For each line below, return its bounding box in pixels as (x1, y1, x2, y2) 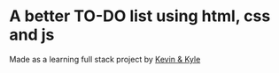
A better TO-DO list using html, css (9, 6, 271, 26)
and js (9, 25, 55, 45)
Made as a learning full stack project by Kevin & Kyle (9, 54, 201, 64)
